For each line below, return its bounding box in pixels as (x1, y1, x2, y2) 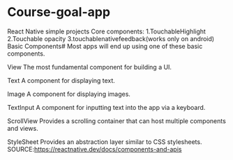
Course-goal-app (7, 4, 110, 20)
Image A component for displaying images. (7, 90, 131, 98)
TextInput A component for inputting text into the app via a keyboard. (7, 103, 206, 111)
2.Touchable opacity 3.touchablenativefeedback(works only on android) (7, 34, 215, 42)
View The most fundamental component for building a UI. (7, 63, 172, 71)
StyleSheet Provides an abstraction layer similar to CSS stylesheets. (7, 137, 202, 146)
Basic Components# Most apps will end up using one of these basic (7, 42, 203, 50)
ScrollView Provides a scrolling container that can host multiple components (7, 116, 227, 125)
